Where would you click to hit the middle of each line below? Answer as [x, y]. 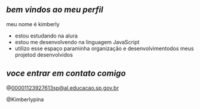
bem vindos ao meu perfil [55, 10]
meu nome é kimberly [33, 24]
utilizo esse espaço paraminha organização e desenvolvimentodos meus [104, 48]
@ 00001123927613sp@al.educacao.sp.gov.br [63, 88]
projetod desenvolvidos [44, 54]
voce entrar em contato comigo [66, 74]
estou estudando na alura [46, 36]
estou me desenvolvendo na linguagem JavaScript [77, 42]
